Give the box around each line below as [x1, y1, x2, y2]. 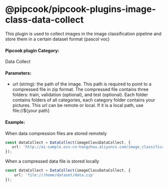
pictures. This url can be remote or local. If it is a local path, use [12, 102, 143, 108]
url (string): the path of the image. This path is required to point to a [12, 81, 151, 87]
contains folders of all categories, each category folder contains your [12, 97, 155, 103]
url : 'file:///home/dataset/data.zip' [14, 172, 95, 178]
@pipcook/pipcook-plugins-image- [5, 3, 156, 15]
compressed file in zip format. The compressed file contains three [12, 86, 149, 92]
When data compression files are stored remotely [5, 130, 107, 136]
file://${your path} [12, 107, 50, 113]
